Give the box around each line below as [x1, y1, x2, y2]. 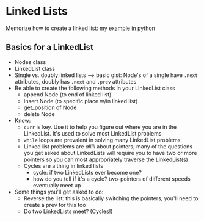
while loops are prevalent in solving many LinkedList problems [23, 136, 181, 143]
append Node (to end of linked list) [23, 90, 112, 98]
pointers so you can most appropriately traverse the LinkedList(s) [23, 156, 189, 163]
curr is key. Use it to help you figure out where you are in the [23, 123, 177, 131]
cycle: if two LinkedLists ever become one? [32, 168, 142, 176]
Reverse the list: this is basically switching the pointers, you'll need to [23, 194, 199, 202]
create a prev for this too [23, 201, 86, 208]
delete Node [23, 110, 56, 117]
